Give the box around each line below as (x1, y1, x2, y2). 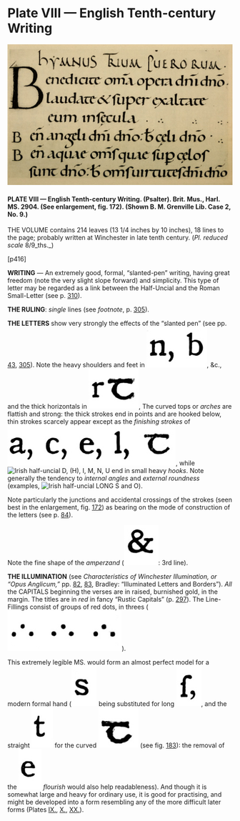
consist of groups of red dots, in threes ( (29, 602, 149, 612)
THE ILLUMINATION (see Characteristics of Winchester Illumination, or (7, 572, 217, 581)
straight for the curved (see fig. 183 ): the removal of (7, 741, 225, 750)
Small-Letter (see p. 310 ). (7, 292, 82, 300)
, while (176, 459, 195, 467)
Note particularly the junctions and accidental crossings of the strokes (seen (7, 495, 233, 504)
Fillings (7, 602, 29, 612)
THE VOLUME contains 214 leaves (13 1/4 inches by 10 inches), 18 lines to (7, 226, 224, 234)
